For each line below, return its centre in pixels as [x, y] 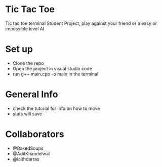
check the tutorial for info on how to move [56, 108]
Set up [19, 49]
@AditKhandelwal [31, 153]
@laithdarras [26, 159]
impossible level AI [25, 28]
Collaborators [35, 134]
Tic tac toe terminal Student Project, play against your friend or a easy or [81, 23]
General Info [32, 94]
